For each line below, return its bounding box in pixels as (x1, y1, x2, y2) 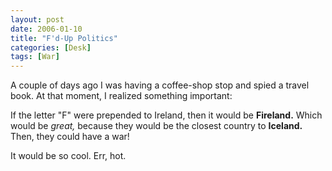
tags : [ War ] (10, 52, 60, 62)
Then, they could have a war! (10, 131, 130, 143)
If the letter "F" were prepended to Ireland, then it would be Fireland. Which (10, 109, 323, 121)
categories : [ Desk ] (10, 42, 92, 53)
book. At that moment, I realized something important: (10, 90, 233, 102)
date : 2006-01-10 (10, 24, 83, 34)
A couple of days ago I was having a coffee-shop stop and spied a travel (10, 79, 310, 91)
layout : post (10, 14, 65, 25)
